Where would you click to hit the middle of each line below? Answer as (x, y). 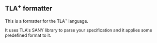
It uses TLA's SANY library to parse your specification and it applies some (79, 30)
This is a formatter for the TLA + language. (47, 20)
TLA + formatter (29, 8)
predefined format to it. (28, 35)
